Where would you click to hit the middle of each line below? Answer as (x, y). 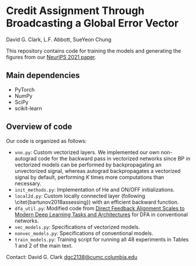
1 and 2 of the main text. (44, 245)
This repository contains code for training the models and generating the (94, 50)
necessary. (28, 183)
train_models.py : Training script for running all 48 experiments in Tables (102, 239)
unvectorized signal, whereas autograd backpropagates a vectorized (97, 170)
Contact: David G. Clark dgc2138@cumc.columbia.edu (72, 257)
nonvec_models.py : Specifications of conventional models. (84, 233)
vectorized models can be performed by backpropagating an (88, 165)
